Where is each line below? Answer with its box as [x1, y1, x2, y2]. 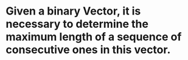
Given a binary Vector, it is [5, 4, 141, 18]
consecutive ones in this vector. [5, 43, 171, 57]
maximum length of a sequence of [5, 30, 182, 44]
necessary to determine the [5, 17, 148, 31]
